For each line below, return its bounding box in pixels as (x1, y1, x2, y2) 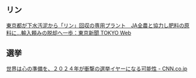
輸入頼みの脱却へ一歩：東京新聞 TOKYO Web (21, 29, 132, 36)
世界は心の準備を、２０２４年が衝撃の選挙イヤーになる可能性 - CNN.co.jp (6, 65, 188, 72)
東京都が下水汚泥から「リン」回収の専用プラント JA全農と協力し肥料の (6, 22, 185, 29)
